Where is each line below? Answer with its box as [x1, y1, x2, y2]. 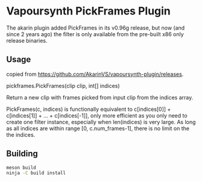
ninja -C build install [6, 170, 66, 176]
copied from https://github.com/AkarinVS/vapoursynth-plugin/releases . [6, 71, 184, 78]
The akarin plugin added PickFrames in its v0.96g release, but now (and [6, 24, 185, 31]
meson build [6, 165, 36, 171]
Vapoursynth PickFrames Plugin [6, 4, 171, 18]
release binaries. [6, 37, 48, 44]
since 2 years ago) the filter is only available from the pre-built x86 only [6, 30, 184, 37]
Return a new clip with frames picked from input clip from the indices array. [6, 93, 194, 101]
